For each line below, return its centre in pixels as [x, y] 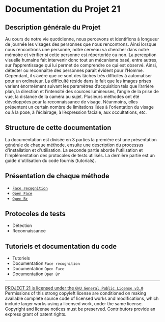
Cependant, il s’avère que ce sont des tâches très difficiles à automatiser [79, 76]
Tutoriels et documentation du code [61, 246]
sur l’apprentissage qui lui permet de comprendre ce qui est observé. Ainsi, [81, 65]
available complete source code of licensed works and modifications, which [82, 298]
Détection [22, 225]
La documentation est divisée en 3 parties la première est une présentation [81, 139]
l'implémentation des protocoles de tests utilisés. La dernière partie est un [80, 155]
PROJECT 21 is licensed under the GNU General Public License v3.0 [74, 288]
